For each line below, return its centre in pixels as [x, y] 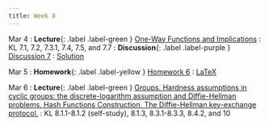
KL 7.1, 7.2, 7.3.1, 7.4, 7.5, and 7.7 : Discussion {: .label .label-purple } [120, 47]
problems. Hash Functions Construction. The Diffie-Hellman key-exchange [132, 104]
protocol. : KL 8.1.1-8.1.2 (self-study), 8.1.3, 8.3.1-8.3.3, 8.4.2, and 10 [120, 113]
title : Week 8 [32, 16]
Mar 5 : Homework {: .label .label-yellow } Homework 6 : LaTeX [112, 71]
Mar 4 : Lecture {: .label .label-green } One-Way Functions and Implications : [134, 39]
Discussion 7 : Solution [46, 56]
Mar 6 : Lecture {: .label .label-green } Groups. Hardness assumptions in [128, 87]
